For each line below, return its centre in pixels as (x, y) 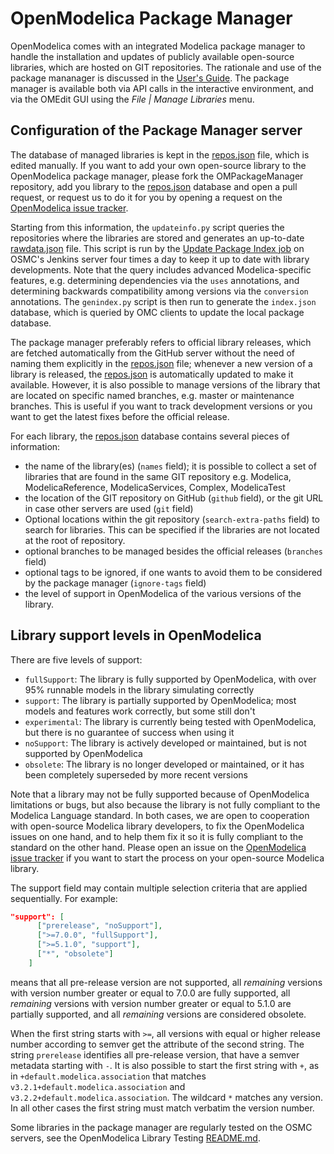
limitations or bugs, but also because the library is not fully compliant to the (165, 804)
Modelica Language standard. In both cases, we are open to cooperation (160, 815)
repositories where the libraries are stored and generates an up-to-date (157, 238)
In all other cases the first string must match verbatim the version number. (162, 1108)
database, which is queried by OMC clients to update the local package (157, 312)
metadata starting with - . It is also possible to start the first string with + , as (165, 1065)
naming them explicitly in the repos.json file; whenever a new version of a (161, 363)
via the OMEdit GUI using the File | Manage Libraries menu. (132, 99)
